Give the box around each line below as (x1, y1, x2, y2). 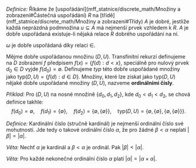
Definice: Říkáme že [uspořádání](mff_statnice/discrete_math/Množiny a (6, 6, 181, 12)
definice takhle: (6, 98, 44, 105)
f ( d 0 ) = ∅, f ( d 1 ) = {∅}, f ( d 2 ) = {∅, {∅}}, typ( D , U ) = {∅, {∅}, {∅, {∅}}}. (11, 107, 186, 116)
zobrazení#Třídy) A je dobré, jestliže (102, 18, 190, 25)
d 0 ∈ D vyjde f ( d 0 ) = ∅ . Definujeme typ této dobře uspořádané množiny (6, 66, 180, 74)
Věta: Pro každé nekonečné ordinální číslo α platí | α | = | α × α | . (6, 155, 157, 162)
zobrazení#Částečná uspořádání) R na (6, 12, 99, 19)
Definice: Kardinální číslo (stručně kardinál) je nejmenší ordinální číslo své (6, 120, 184, 127)
